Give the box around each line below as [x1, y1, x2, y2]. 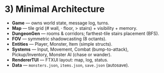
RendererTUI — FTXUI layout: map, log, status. [11, 57, 109, 63]
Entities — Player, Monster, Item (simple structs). [11, 41, 113, 47]
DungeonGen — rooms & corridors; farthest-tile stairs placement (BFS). [11, 30, 160, 36]
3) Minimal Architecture [4, 3, 105, 15]
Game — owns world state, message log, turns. [11, 20, 110, 26]
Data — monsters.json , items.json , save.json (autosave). [11, 62, 130, 68]
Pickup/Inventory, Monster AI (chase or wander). [11, 51, 112, 58]
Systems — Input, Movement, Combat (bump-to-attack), [11, 46, 129, 52]
